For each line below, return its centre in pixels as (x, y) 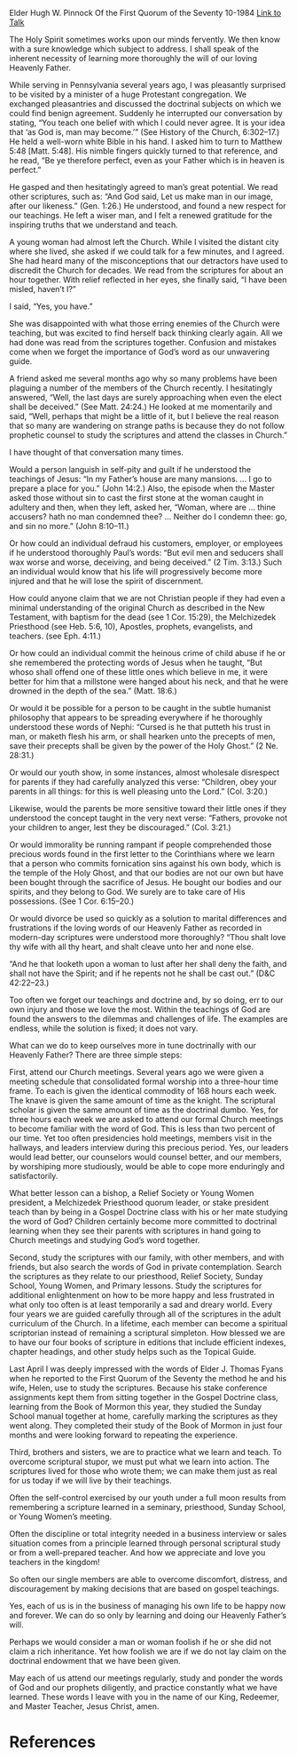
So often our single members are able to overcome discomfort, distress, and (148, 1579)
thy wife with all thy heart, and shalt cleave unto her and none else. (132, 946)
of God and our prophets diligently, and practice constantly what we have (143, 1687)
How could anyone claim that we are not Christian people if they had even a (147, 598)
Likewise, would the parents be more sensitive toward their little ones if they (148, 808)
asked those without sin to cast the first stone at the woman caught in (137, 498)
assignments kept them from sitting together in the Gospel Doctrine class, (144, 1397)
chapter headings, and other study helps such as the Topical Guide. (133, 1352)
